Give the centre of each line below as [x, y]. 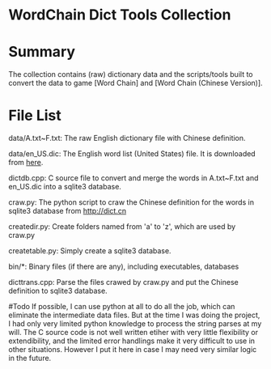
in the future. [30, 358]
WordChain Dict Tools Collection [120, 15]
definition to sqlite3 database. [58, 291]
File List [35, 116]
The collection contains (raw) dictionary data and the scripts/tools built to [131, 74]
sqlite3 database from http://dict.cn [68, 211]
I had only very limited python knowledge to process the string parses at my [135, 324]
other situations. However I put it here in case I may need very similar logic [133, 350]
